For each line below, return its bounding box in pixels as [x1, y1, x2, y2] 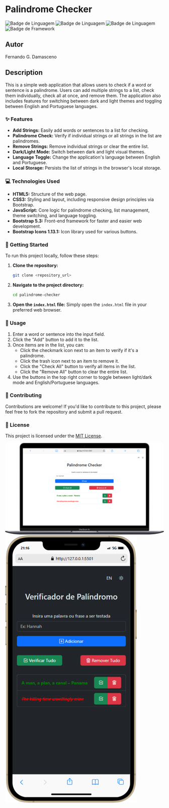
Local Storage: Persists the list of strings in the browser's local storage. [12, 165, 161, 171]
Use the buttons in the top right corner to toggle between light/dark [12, 374, 152, 380]
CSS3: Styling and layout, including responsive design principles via [12, 196, 154, 203]
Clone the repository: [12, 263, 58, 269]
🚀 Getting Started [5, 241, 49, 248]
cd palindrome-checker [12, 292, 60, 297]
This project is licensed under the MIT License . [5, 433, 103, 439]
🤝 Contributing [5, 392, 42, 399]
